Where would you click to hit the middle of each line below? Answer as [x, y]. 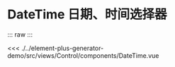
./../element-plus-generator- [62, 48]
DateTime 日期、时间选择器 [87, 14]
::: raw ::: [20, 34]
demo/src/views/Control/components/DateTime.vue [83, 55]
